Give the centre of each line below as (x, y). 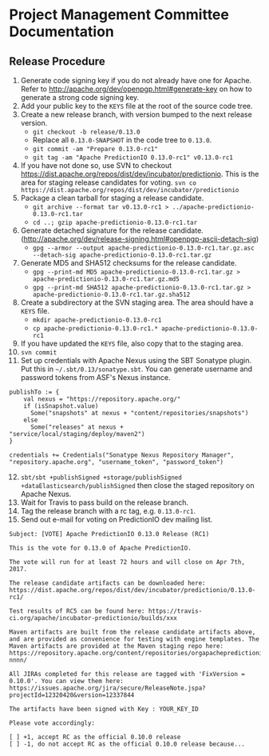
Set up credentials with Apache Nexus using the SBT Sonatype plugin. (136, 360)
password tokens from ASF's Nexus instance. (95, 377)
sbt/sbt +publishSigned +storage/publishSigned (101, 478)
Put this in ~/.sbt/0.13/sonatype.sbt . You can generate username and (136, 369)
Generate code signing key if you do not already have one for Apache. (136, 80)
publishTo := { (34, 392)
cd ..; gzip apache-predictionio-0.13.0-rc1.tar (115, 222)
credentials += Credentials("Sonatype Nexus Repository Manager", (122, 455)
